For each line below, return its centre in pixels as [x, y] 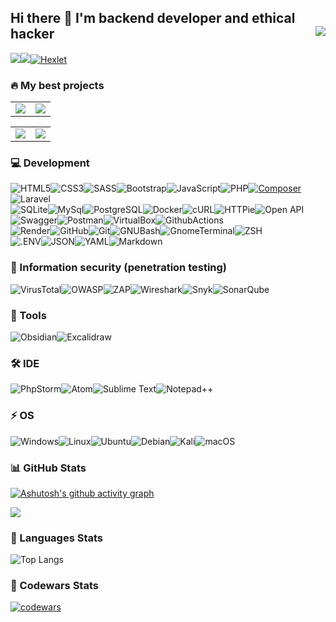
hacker [32, 34]
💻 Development [50, 163]
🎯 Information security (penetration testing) [119, 268]
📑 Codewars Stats [54, 586]
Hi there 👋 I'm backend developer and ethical [153, 18]
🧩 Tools [28, 315]
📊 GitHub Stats [48, 468]
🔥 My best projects [57, 85]
